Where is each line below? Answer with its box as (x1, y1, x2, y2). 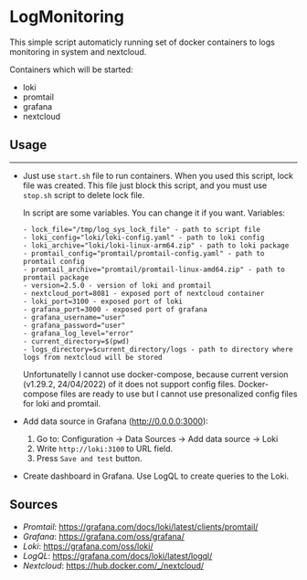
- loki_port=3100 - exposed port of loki (22, 297, 183, 306)
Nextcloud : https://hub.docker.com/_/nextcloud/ (22, 560, 205, 571)
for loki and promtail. (22, 397, 101, 408)
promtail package (22, 272, 90, 282)
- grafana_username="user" (22, 312, 126, 322)
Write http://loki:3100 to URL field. (36, 443, 174, 454)
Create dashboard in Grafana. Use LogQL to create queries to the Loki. (22, 470, 290, 481)
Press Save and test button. (36, 452, 143, 463)
